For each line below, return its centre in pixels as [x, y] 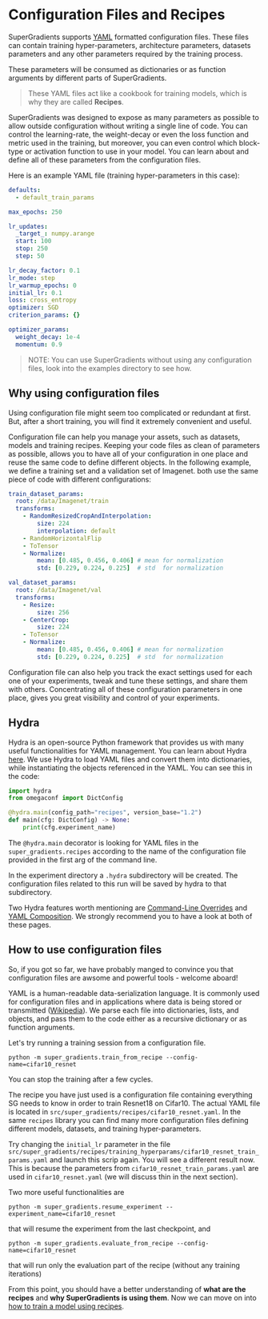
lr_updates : [28, 226]
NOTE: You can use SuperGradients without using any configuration [140, 360]
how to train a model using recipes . [66, 1306]
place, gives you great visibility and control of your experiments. [114, 697]
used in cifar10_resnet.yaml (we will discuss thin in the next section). [123, 1177]
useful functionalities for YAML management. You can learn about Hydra [128, 750]
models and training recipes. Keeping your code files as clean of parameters [134, 445]
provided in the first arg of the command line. [83, 859]
